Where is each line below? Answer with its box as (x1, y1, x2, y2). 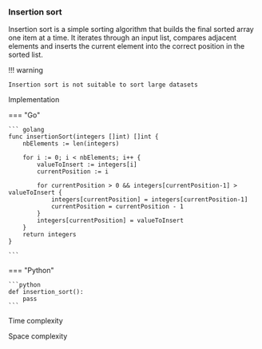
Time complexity (8, 316, 64, 326)
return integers (22, 231, 77, 239)
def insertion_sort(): (8, 288, 84, 296)
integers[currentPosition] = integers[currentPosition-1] (50, 196, 248, 204)
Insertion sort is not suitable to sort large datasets (8, 81, 198, 89)
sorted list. (8, 50, 44, 60)
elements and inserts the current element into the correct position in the (8, 42, 245, 51)
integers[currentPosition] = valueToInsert (37, 216, 184, 225)
